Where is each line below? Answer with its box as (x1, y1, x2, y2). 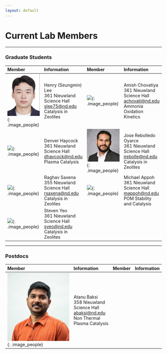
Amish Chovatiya (123, 82, 159, 88)
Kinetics (123, 113, 141, 119)
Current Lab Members (5, 30, 98, 41)
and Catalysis (123, 201, 152, 207)
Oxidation (123, 108, 144, 114)
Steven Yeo (44, 208, 68, 214)
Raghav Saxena (44, 175, 76, 180)
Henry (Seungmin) (44, 82, 82, 88)
